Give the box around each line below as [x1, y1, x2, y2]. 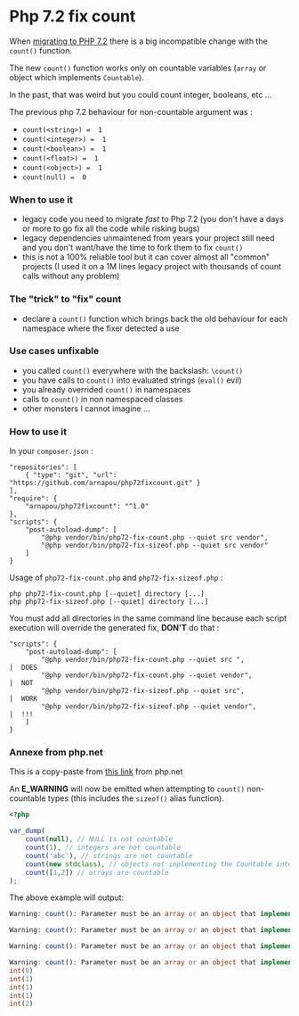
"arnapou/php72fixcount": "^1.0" [25, 502, 149, 511]
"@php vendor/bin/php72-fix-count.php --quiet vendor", [41, 671, 253, 680]
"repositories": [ [9, 463, 77, 472]
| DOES [9, 663, 38, 673]
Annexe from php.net [9, 747, 104, 759]
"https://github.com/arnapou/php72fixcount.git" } [9, 479, 201, 488]
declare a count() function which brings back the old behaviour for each [21, 313, 288, 324]
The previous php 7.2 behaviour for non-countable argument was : [9, 106, 253, 117]
